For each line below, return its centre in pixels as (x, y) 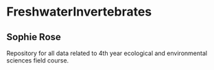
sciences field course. (38, 60)
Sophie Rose (34, 37)
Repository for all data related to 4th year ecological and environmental (107, 53)
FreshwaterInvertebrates (79, 12)
